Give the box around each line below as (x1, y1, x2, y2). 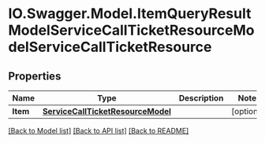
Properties (8, 69, 62, 82)
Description (178, 93, 224, 103)
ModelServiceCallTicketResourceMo (8, 21, 255, 39)
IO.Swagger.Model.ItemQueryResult (8, 5, 252, 23)
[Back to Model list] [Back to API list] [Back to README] (8, 126, 189, 135)
